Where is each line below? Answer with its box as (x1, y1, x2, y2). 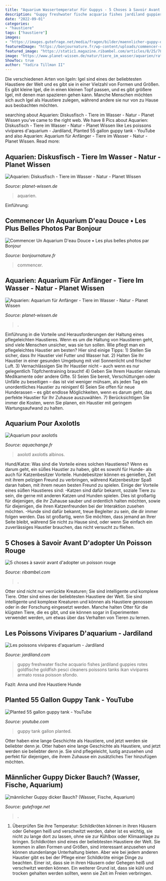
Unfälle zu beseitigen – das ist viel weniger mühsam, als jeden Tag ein (5, 378, 148, 384)
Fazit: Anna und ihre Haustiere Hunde (5, 681, 82, 687)
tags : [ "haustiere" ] (5, 30, 48, 35)
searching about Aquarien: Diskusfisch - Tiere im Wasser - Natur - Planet (5, 112, 154, 118)
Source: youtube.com (5, 719, 49, 725)
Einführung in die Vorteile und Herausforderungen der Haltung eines (5, 331, 144, 337)
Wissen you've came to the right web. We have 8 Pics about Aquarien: (5, 117, 149, 123)
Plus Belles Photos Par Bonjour (5, 224, 102, 233)
